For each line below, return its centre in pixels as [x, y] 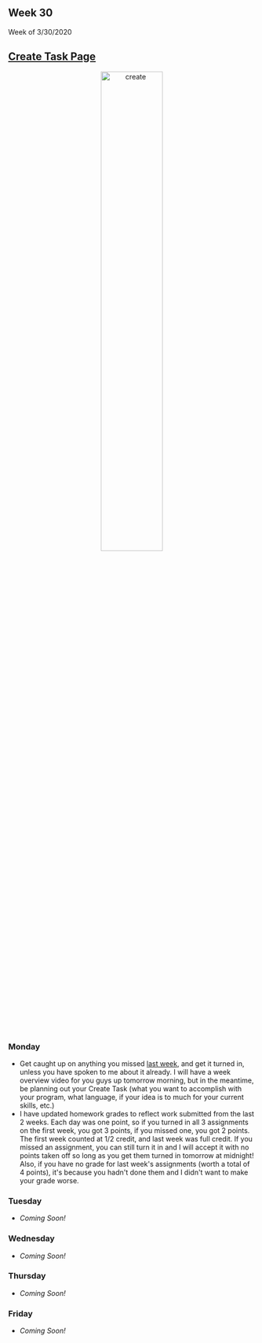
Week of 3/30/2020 [40, 31]
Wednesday [31, 1238]
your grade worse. [49, 1180]
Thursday [27, 1276]
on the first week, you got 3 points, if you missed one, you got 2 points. [135, 1130]
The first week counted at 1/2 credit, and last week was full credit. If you [136, 1138]
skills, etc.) [37, 1105]
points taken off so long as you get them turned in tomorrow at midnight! [136, 1155]
